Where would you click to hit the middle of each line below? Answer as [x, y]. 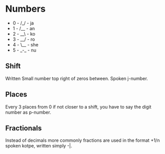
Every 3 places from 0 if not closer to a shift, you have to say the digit [78, 107]
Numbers [26, 9]
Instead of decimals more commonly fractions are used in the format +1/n [82, 140]
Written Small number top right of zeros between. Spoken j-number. [77, 78]
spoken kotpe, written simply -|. [39, 146]
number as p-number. [28, 112]
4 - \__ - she [26, 44]
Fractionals [23, 128]
